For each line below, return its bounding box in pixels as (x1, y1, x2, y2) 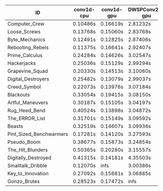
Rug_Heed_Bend (7, 107, 46, 113)
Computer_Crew (7, 20, 45, 27)
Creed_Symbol (7, 83, 41, 90)
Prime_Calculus (7, 52, 43, 59)
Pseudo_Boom (7, 139, 41, 145)
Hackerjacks (7, 60, 36, 66)
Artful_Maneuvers (7, 99, 49, 106)
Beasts (7, 123, 23, 129)
